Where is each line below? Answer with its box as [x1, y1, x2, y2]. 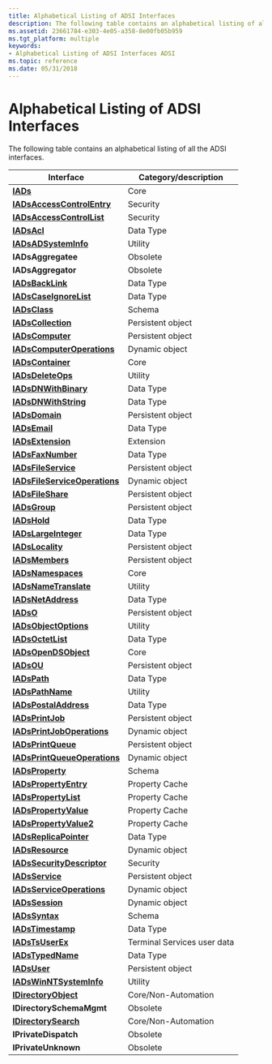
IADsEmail [12, 423, 53, 434]
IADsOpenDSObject [12, 646, 91, 658]
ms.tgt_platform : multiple [8, 34, 100, 43]
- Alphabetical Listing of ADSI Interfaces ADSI [8, 49, 176, 58]
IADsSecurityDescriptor [12, 857, 107, 869]
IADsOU [12, 659, 44, 671]
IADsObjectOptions [12, 620, 89, 631]
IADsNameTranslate [12, 581, 91, 592]
